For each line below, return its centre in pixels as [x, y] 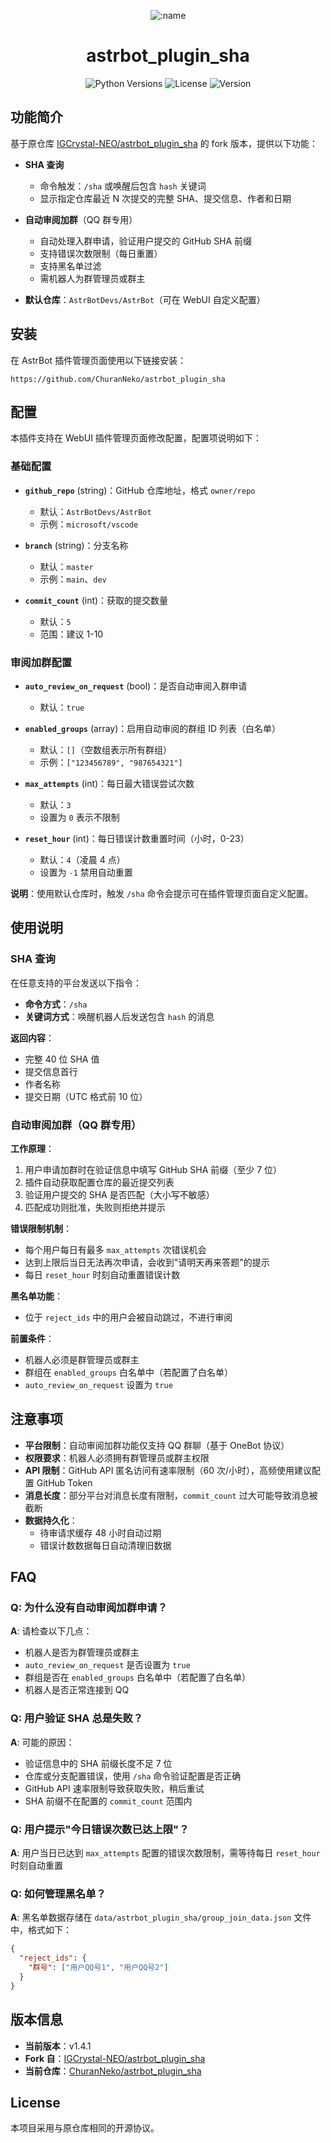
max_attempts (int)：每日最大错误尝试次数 [109, 783]
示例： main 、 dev [73, 579]
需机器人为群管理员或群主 [92, 278]
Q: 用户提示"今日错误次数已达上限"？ [100, 1829]
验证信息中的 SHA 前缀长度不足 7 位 [98, 1763]
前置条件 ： [32, 1338]
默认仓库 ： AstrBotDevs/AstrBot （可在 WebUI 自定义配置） [145, 299]
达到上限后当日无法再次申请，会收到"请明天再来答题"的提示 [147, 1262]
